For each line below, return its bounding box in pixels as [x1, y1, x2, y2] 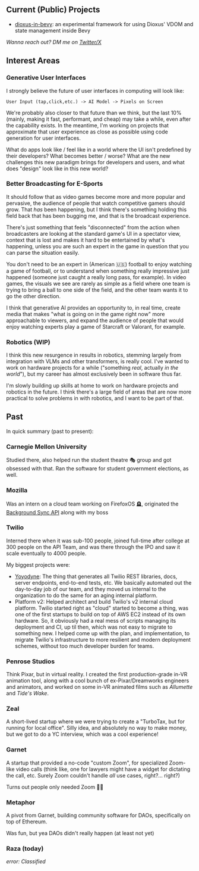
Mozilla [6, 486, 28, 495]
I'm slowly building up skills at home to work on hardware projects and [6, 382, 179, 389]
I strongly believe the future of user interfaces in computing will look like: [6, 87, 184, 94]
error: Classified [6, 858, 46, 865]
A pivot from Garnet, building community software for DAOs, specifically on [6, 811, 191, 819]
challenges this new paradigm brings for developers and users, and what [6, 158, 185, 166]
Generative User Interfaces [6, 74, 86, 82]
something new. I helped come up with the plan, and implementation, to [14, 629, 190, 636]
